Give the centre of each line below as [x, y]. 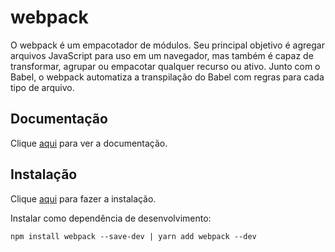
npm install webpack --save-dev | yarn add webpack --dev [133, 236]
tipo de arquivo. [42, 87]
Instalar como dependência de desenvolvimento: [111, 218]
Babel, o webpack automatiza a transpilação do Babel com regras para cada [167, 77]
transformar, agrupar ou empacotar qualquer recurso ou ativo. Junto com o [165, 66]
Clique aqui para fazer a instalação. [83, 198]
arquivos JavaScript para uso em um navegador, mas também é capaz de [162, 55]
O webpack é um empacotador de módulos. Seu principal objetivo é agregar [167, 45]
